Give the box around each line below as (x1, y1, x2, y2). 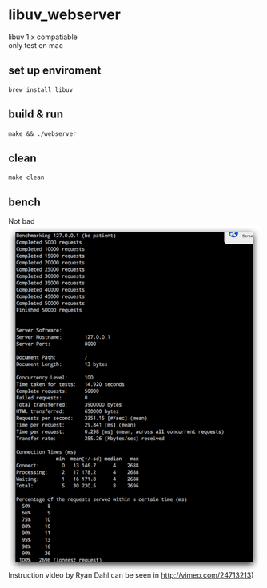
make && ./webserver (8, 129, 78, 137)
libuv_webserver (8, 6, 122, 24)
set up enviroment (8, 64, 102, 77)
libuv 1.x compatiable (8, 32, 78, 42)
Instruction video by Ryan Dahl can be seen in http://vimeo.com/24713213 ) (8, 570, 254, 580)
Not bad (8, 217, 35, 226)
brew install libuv (8, 85, 74, 93)
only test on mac (8, 40, 64, 50)
